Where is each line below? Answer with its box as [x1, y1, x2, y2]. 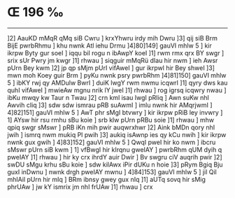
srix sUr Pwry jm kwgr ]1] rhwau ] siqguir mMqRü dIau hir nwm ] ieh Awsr [7, 56, 218, 64]
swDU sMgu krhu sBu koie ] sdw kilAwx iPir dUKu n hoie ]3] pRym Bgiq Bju [7, 160, 223, 169]
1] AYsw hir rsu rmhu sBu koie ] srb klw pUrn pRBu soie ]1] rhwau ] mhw [7, 115, 215, 124]
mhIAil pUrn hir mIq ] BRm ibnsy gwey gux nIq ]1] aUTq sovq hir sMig [7, 175, 206, 183]
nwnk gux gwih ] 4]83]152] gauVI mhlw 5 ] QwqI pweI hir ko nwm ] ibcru [7, 138, 216, 146]
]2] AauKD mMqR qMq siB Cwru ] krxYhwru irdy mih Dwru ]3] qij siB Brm [7, 34, 218, 42]
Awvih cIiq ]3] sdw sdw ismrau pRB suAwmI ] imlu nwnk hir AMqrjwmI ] [7, 101, 213, 109]
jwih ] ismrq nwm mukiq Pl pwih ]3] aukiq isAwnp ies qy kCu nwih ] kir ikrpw [7, 130, 227, 139]
